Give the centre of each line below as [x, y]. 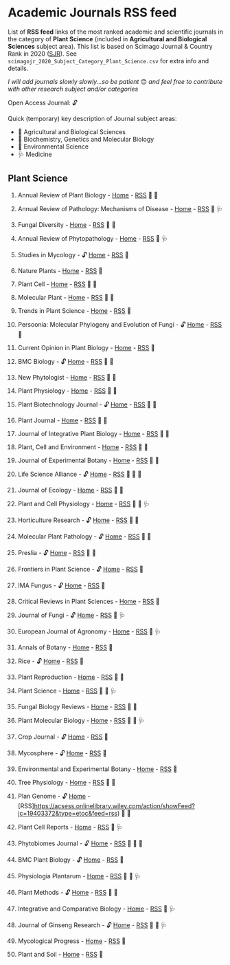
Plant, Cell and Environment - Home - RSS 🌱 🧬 [83, 447]
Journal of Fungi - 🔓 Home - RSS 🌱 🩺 [71, 615]
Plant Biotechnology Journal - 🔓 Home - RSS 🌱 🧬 [87, 404]
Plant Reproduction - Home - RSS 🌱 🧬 [71, 677]
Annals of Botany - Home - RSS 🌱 [65, 647]
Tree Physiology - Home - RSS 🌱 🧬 [67, 782]
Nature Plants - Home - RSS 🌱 [60, 270]
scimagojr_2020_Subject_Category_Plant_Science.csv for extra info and [108, 61]
